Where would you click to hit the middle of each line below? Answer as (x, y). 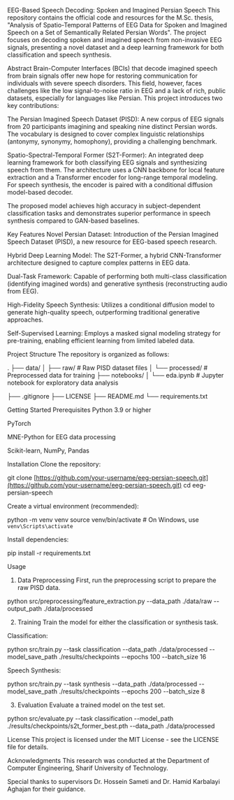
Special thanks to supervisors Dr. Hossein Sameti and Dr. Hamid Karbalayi (114, 781)
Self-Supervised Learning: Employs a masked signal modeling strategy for (114, 333)
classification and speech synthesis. (59, 55)
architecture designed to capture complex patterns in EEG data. (99, 263)
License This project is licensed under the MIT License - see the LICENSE (113, 739)
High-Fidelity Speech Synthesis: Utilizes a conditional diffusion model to (111, 305)
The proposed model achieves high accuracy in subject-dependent (104, 206)
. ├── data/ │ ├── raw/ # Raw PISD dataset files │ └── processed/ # (108, 368)
